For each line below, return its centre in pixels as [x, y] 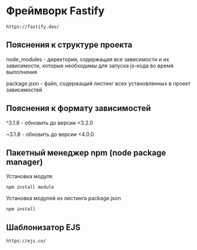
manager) [25, 162]
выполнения [22, 72]
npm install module [30, 187]
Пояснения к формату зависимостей [79, 108]
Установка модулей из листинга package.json [64, 198]
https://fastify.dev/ [33, 27]
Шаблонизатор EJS [43, 227]
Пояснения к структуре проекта [69, 45]
